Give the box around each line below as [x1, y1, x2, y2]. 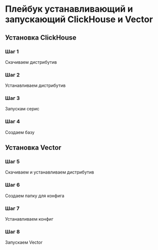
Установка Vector [5, 144, 61, 152]
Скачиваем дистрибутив [5, 59, 57, 65]
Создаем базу [5, 129, 35, 135]
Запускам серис [5, 106, 40, 112]
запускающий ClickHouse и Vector [5, 14, 153, 25]
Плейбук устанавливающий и [5, 3, 133, 15]
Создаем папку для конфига [5, 193, 65, 199]
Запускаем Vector [5, 239, 43, 246]
